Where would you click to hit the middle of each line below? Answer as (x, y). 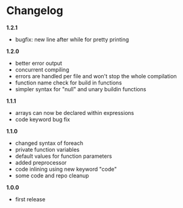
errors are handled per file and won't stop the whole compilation (96, 76)
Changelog (35, 11)
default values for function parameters (63, 156)
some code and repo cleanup (52, 176)
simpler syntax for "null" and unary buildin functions (81, 89)
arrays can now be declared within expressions (74, 113)
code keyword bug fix (42, 119)
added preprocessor (41, 162)
